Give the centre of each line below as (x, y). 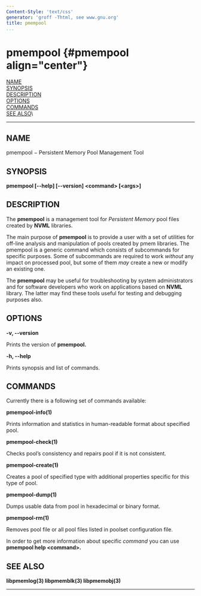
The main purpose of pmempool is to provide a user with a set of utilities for (100, 237)
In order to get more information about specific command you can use (93, 541)
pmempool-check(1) (32, 442)
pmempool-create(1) (32, 465)
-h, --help (19, 356)
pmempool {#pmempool (68, 52)
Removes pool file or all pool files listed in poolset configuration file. (90, 530)
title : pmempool (26, 23)
